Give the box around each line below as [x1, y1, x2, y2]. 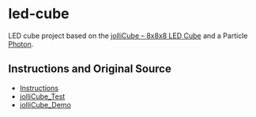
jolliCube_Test [19, 92, 66, 101]
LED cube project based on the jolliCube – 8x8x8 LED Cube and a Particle [8, 31, 248, 40]
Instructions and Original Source [8, 62, 171, 76]
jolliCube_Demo [19, 100, 71, 109]
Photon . [8, 39, 34, 48]
